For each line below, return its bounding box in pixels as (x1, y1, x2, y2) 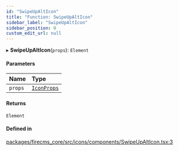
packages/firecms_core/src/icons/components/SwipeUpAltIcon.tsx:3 (6, 138, 173, 145)
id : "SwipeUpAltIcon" (6, 8, 59, 15)
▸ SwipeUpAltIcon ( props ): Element (6, 46, 89, 53)
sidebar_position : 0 (6, 25, 57, 31)
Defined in (6, 125, 32, 132)
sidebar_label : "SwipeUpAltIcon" (6, 19, 88, 25)
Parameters (6, 60, 35, 67)
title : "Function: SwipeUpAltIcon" (6, 14, 93, 20)
